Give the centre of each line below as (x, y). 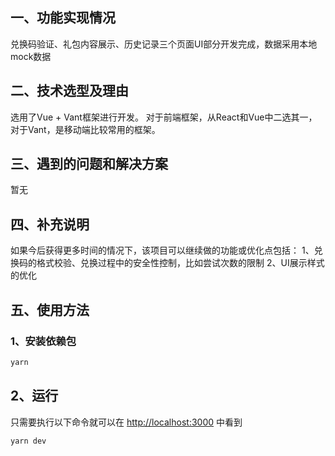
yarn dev (28, 441)
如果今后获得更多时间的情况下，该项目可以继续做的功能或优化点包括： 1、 (162, 250)
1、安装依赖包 (43, 341)
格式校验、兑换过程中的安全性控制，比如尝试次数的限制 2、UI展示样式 (180, 263)
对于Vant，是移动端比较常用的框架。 (85, 129)
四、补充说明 (50, 224)
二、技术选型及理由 (69, 91)
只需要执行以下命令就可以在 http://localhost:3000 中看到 (126, 422)
